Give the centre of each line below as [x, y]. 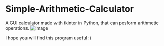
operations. [17, 28]
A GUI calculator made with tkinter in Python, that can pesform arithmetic [82, 23]
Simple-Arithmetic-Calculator [70, 9]
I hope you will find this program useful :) [48, 38]
